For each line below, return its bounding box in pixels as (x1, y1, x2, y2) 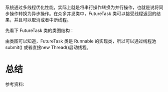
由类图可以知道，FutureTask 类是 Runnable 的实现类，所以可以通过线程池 (5, 38, 156, 44)
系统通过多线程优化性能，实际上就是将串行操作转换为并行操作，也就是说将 (5, 4, 159, 10)
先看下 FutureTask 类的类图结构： (5, 27, 74, 33)
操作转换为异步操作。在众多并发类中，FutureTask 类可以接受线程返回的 (9, 10, 156, 16)
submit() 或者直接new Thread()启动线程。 (5, 44, 91, 50)
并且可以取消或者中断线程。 (14, 17, 71, 22)
